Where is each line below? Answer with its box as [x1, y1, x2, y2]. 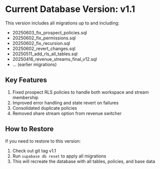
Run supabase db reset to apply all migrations [12, 153, 106, 159]
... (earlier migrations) [12, 61, 57, 67]
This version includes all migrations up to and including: [5, 20, 120, 26]
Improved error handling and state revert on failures [12, 100, 119, 106]
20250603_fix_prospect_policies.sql [12, 29, 87, 35]
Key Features [5, 76, 47, 84]
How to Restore [5, 125, 54, 133]
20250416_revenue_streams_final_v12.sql [12, 56, 97, 62]
